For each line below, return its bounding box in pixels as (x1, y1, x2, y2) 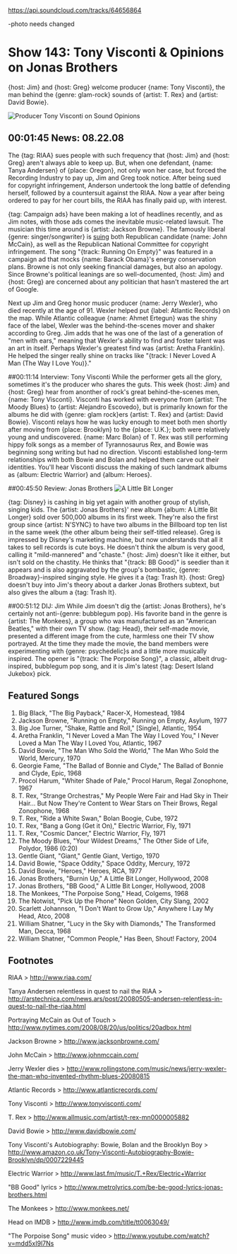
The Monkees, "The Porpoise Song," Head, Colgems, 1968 (18, 889, 189, 897)
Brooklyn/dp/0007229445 (8, 1156, 84, 1164)
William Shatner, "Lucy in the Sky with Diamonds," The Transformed (18, 919, 216, 928)
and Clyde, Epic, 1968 (18, 769, 82, 777)
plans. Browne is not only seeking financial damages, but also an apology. (8, 262, 223, 271)
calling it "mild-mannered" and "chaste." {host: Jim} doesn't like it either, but (8, 550, 231, 558)
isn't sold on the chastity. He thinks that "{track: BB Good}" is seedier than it (8, 558, 229, 566)
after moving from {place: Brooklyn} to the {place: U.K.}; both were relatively (8, 425, 230, 434)
